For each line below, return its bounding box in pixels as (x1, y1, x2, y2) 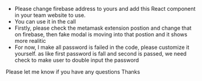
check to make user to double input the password (14, 57, 139, 63)
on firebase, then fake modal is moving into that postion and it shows (14, 31, 188, 38)
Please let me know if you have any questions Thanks (5, 68, 141, 75)
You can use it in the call (14, 18, 77, 25)
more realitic (14, 37, 46, 44)
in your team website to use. (14, 11, 86, 19)
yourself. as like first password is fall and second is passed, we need (14, 50, 187, 57)
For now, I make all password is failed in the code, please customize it (14, 44, 190, 51)
